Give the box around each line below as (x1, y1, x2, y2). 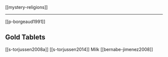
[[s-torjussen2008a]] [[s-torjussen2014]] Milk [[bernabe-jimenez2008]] (5, 46, 153, 52)
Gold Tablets (5, 33, 45, 41)
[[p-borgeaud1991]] (5, 18, 45, 24)
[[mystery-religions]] (5, 4, 48, 10)
